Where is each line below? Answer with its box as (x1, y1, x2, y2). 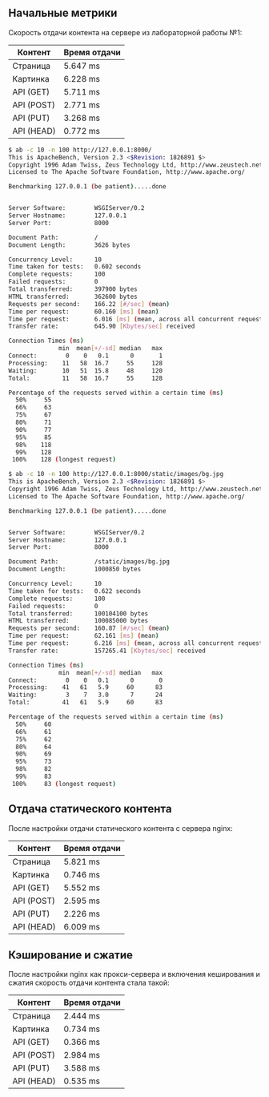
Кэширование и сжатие (8, 949, 134, 962)
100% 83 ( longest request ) (11, 780, 116, 788)
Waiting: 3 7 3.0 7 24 (8, 691, 163, 700)
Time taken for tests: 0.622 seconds (8, 587, 142, 595)
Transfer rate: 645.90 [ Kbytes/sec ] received (8, 322, 195, 331)
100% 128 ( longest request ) (11, 456, 116, 464)
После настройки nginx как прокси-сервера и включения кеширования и (8, 970, 260, 979)
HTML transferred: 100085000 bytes (8, 617, 149, 625)
